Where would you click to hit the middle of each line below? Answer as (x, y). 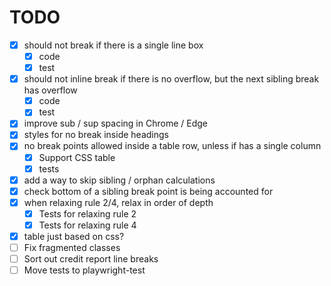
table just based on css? (74, 236)
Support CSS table (77, 157)
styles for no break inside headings (96, 135)
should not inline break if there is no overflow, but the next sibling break (171, 79)
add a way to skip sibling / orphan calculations (119, 180)
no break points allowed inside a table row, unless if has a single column (172, 146)
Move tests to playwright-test (84, 270)
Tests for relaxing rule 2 (87, 213)
